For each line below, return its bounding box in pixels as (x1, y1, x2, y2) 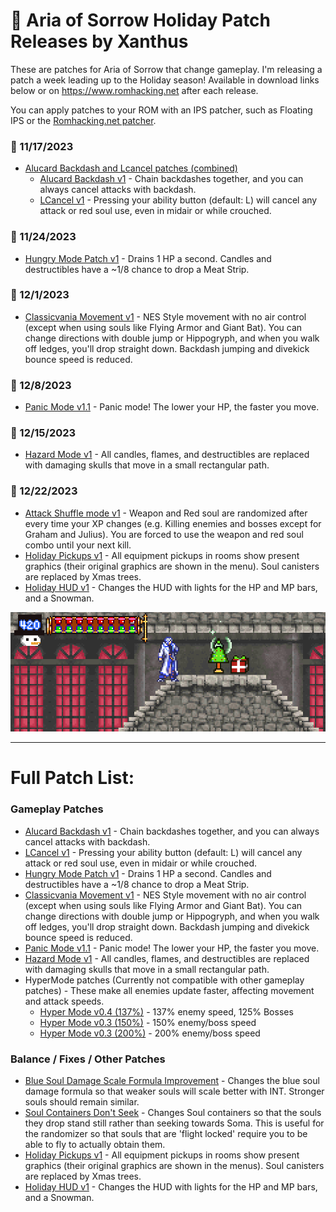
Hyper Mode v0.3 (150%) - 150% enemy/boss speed (39, 1016, 257, 1028)
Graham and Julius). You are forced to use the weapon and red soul (24, 528, 304, 540)
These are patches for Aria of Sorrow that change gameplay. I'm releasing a (10, 63, 323, 75)
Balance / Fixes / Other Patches (10, 1052, 166, 1066)
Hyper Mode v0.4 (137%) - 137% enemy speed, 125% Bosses (39, 1005, 294, 1018)
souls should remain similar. (24, 1096, 140, 1108)
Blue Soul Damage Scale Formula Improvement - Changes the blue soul (24, 1075, 320, 1087)
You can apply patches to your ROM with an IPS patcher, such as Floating (10, 104, 313, 116)
